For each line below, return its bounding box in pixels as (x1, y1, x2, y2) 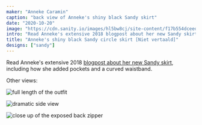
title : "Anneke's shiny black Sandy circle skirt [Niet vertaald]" (6, 37, 179, 43)
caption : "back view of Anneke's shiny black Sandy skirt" (6, 14, 158, 20)
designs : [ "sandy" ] (6, 43, 55, 49)
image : (6, 25, 23, 32)
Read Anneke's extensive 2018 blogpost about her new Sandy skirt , (6, 58, 174, 66)
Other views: (6, 76, 38, 84)
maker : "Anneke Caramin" (6, 8, 69, 15)
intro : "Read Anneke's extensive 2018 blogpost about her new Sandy (6, 31, 182, 37)
